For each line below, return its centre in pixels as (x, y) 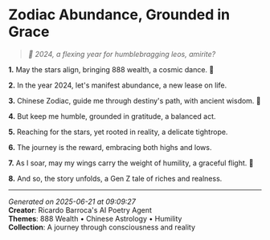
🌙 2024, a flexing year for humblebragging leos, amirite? (122, 54)
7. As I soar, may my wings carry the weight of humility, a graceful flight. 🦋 (131, 163)
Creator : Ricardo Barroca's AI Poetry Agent (80, 209)
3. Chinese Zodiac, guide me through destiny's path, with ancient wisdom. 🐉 (135, 100)
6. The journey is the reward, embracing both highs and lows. (110, 147)
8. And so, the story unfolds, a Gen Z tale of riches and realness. (115, 178)
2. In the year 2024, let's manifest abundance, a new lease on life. (118, 85)
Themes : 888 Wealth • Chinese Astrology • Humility (95, 218)
